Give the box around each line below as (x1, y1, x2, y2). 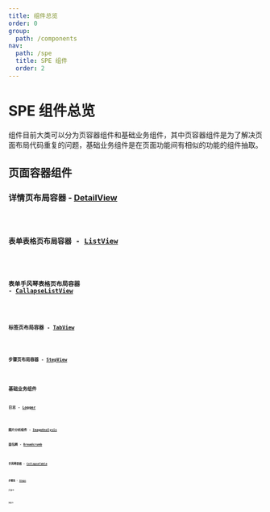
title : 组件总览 (8, 11, 58, 20)
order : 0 (8, 19, 38, 27)
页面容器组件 (8, 166, 73, 180)
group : (8, 27, 31, 35)
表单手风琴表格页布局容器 (8, 280, 81, 288)
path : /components (15, 34, 78, 43)
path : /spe (15, 49, 52, 57)
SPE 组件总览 (8, 102, 96, 120)
